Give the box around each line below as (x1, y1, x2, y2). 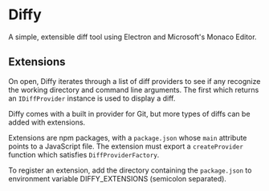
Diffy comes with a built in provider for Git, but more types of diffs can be (8, 109, 251, 118)
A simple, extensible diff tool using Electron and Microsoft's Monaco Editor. (8, 32, 257, 42)
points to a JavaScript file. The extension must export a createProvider (8, 141, 243, 151)
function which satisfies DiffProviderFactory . (8, 149, 160, 159)
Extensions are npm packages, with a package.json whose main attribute (8, 133, 247, 142)
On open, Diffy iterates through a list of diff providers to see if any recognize (8, 76, 261, 86)
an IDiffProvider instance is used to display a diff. (8, 94, 176, 103)
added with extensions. (8, 117, 86, 127)
